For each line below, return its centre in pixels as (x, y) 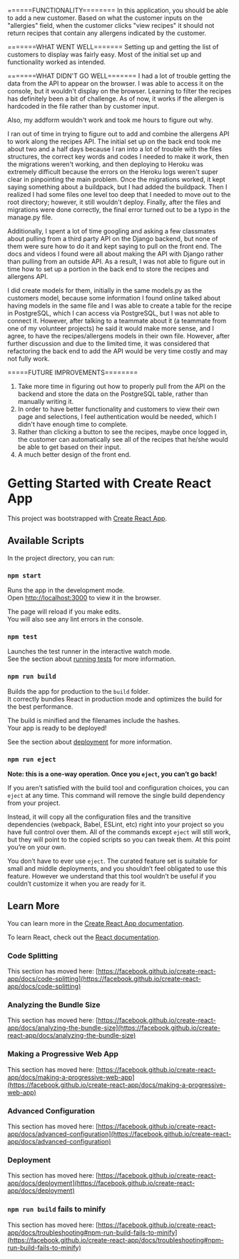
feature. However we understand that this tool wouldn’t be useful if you (112, 876)
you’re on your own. (37, 847)
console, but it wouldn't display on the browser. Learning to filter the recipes (119, 91)
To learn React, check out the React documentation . (84, 937)
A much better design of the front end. (74, 455)
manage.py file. (30, 217)
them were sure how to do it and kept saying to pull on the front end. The (115, 246)
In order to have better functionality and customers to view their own (118, 409)
